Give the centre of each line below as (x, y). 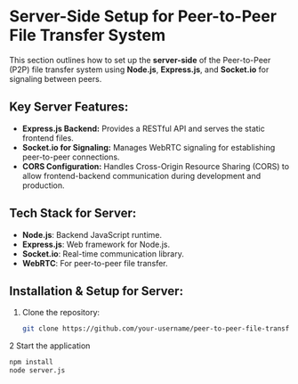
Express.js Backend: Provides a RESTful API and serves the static (143, 128)
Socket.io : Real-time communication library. (103, 253)
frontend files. (48, 138)
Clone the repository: (61, 313)
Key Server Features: (69, 107)
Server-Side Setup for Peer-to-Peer (143, 16)
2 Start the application (50, 346)
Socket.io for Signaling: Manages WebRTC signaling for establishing (149, 147)
